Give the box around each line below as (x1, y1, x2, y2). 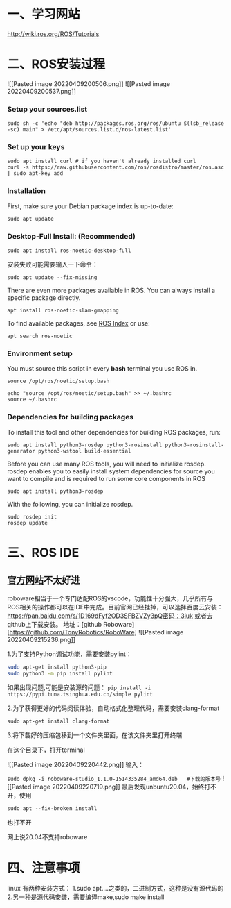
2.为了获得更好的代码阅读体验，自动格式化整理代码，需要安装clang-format (7, 704, 220, 712)
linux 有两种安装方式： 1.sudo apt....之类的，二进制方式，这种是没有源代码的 (7, 884, 224, 893)
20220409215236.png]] (7, 635, 76, 644)
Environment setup (7, 348, 73, 358)
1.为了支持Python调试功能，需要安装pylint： (7, 650, 133, 658)
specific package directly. (7, 294, 81, 302)
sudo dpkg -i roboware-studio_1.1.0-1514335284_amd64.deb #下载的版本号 (7, 775, 221, 783)
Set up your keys (7, 142, 65, 152)
